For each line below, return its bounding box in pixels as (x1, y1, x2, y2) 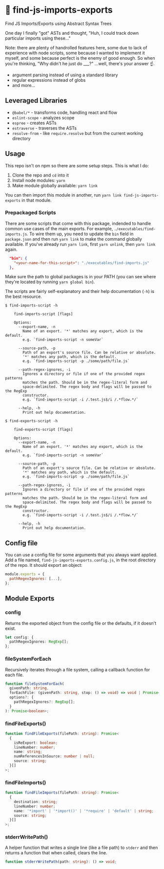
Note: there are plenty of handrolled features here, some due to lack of (5, 45, 147, 50)
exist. (5, 625, 16, 631)
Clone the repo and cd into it (12, 172, 69, 178)
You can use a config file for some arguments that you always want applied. (5, 552, 158, 558)
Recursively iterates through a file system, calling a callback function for (5, 667, 150, 672)
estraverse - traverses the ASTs (12, 125, 77, 131)
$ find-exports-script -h (5, 419, 58, 423)
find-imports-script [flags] (14, 312, 73, 317)
